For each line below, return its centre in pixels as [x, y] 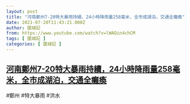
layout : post [22, 11]
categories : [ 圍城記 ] [34, 44]
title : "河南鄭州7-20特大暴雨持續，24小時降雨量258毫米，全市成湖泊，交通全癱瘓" [96, 17]
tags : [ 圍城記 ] [26, 39]
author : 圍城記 [23, 28]
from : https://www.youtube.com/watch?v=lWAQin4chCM [71, 33]
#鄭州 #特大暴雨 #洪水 [33, 95]
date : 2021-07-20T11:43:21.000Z [46, 22]
